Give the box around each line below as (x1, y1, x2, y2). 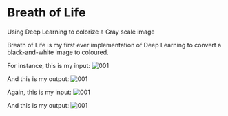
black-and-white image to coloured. (7, 48, 109, 56)
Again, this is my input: (7, 88, 72, 96)
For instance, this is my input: (7, 61, 91, 69)
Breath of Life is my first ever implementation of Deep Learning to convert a (7, 40, 222, 49)
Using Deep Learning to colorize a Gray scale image (7, 27, 155, 36)
